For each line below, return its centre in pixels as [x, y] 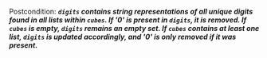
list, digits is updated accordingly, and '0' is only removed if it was [123, 37]
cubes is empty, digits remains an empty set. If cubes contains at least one [134, 28]
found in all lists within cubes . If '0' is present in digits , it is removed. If [128, 20]
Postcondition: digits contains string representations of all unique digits [131, 12]
